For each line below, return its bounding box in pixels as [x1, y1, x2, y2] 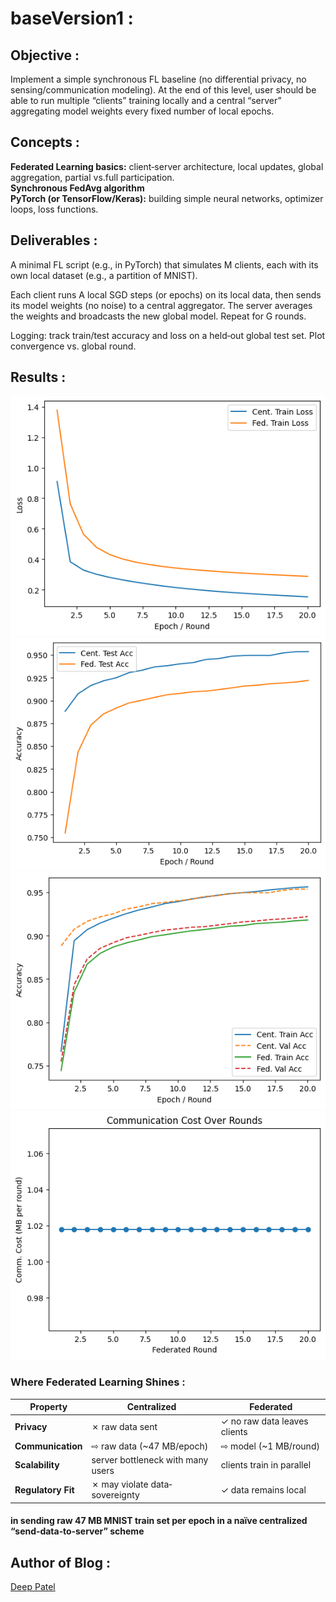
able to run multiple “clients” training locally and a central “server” [10, 95, 282, 106]
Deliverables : [10, 232, 98, 249]
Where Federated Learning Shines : [10, 1375, 186, 1389]
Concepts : [10, 134, 80, 151]
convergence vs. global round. [10, 340, 137, 352]
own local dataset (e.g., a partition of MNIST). [10, 269, 198, 281]
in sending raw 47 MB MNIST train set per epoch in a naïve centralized [10, 1515, 308, 1527]
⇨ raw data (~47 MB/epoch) [91, 1440, 209, 1452]
